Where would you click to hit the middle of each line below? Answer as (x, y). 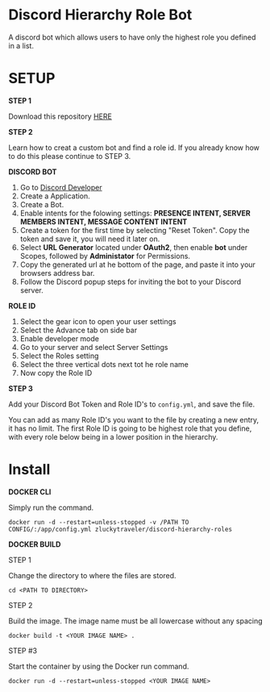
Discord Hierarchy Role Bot (100, 15)
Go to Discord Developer (61, 187)
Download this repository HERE (60, 116)
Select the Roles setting (59, 356)
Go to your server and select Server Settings (94, 347)
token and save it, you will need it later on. (90, 239)
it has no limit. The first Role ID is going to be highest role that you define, (130, 428)
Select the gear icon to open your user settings (98, 321)
